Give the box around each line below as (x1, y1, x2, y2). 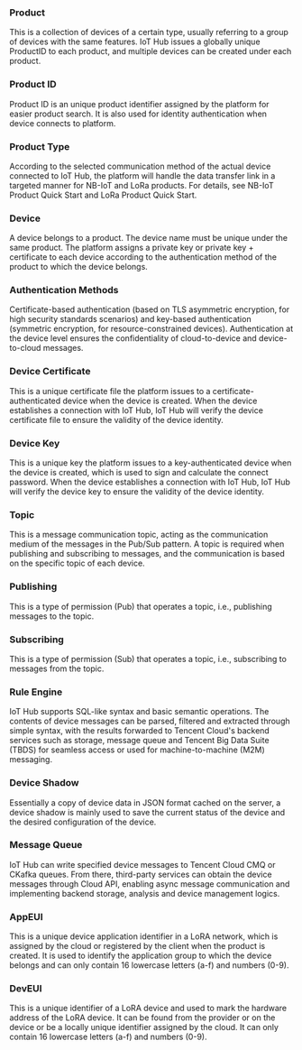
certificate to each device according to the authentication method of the (9, 252, 278, 262)
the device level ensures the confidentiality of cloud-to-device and (9, 333, 257, 344)
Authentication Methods (9, 284, 119, 297)
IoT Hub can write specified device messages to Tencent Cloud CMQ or (9, 859, 277, 870)
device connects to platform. (9, 117, 116, 128)
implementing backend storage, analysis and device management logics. (9, 888, 280, 898)
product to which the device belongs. (9, 262, 149, 272)
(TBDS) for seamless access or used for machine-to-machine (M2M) (9, 744, 266, 755)
